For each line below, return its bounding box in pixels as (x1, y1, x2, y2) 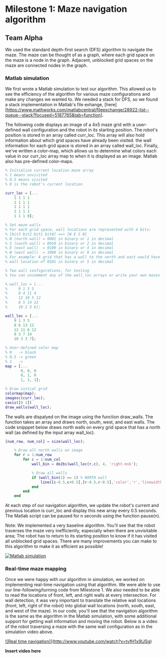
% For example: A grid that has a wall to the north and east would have (5, 255, 161, 260)
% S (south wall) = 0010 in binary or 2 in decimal (5, 241, 114, 246)
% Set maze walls (5, 223, 41, 228)
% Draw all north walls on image (14, 448, 83, 453)
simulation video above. (5, 629, 53, 635)
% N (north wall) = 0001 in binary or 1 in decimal (5, 236, 114, 241)
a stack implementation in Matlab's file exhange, (5, 102, 104, 108)
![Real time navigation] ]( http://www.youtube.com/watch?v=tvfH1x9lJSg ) (5, 638, 152, 645)
